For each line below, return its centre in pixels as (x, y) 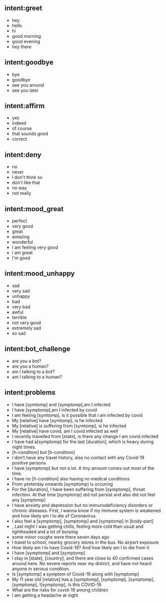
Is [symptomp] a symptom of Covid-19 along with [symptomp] (75, 574)
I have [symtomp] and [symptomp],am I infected (61, 404)
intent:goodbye (29, 63)
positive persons (29, 462)
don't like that (26, 183)
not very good (26, 322)
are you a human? (30, 366)
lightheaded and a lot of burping (45, 531)
